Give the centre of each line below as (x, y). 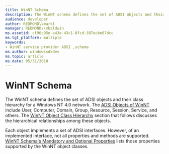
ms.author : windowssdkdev (32, 51)
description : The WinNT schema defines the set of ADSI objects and (78, 14)
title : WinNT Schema (27, 10)
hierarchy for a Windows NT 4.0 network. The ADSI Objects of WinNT (77, 105)
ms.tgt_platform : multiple (33, 38)
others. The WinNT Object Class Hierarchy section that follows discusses (81, 115)
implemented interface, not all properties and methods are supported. (77, 136)
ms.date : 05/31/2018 (27, 61)
